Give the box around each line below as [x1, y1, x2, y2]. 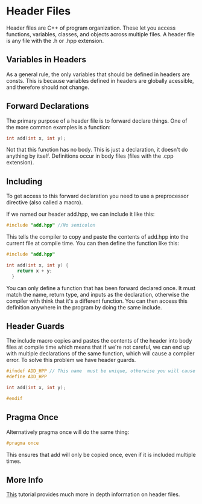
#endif [6, 396, 23, 402]
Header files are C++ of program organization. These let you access [6, 24, 176, 31]
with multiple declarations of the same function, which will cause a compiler [6, 350, 195, 357]
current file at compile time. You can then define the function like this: [6, 240, 180, 247]
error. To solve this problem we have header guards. [6, 357, 136, 364]
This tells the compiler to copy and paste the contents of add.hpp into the [6, 233, 189, 241]
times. [6, 457, 22, 465]
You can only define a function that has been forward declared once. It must [6, 284, 196, 291]
